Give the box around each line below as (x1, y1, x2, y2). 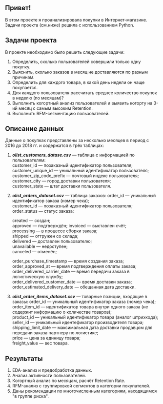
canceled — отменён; (12, 249, 57, 255)
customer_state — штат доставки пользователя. (12, 183, 111, 189)
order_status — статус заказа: (12, 208, 74, 214)
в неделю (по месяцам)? (12, 95, 64, 101)
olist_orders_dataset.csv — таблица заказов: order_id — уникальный (12, 193, 156, 199)
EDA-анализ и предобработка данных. (12, 367, 93, 373)
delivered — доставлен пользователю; (12, 239, 92, 244)
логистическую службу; (12, 274, 63, 280)
